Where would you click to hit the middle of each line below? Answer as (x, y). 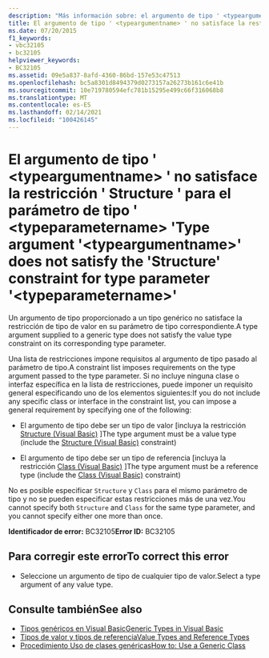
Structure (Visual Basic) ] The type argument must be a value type (128, 434)
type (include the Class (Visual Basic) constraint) (100, 475)
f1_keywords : (30, 38)
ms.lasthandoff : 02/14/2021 (55, 113)
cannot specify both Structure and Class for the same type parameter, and (132, 507)
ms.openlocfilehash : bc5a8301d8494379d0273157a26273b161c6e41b (116, 82)
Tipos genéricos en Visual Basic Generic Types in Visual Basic (122, 628)
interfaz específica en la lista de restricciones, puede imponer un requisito (131, 384)
